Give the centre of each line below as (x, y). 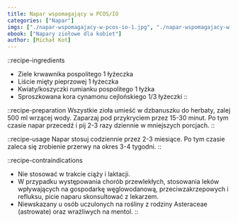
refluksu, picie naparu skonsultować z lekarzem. (88, 197)
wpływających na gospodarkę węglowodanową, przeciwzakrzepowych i (123, 189)
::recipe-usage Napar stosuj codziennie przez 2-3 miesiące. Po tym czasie (116, 139)
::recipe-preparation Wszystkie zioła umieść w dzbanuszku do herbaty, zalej (119, 110)
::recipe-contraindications (45, 161)
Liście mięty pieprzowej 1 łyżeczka (68, 81)
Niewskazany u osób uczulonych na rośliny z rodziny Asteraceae (112, 204)
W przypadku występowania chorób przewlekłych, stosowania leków (118, 182)
